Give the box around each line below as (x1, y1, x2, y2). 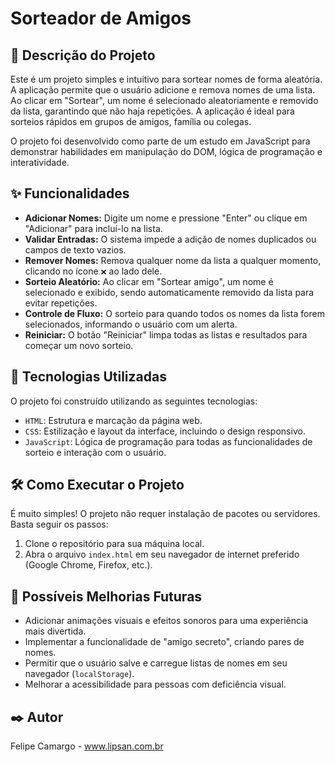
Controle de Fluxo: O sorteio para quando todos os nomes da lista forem (24, 307, 325, 319)
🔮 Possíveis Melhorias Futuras (10, 588, 203, 605)
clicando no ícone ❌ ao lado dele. (24, 265, 163, 277)
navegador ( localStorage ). (24, 668, 135, 680)
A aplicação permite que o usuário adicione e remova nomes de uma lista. (10, 84, 316, 96)
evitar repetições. (24, 297, 98, 309)
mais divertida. (24, 625, 87, 637)
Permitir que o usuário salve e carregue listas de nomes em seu (24, 657, 288, 669)
